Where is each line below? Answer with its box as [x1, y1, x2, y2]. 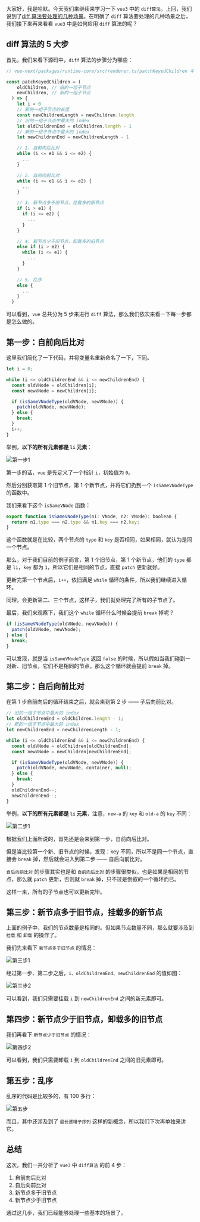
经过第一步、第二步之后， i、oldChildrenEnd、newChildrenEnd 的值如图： [6, 970, 183, 977]
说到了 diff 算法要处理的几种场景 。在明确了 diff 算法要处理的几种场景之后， [6, 13, 192, 20]
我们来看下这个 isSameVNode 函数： [6, 502, 91, 509]
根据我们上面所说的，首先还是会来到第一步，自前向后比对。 [6, 835, 152, 842]
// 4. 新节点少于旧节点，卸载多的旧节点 [17, 238, 104, 245]
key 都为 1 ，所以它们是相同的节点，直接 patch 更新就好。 [23, 564, 163, 571]
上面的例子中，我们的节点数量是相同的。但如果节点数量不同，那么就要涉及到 [6, 924, 194, 932]
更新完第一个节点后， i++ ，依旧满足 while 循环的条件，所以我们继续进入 [6, 576, 182, 583]
